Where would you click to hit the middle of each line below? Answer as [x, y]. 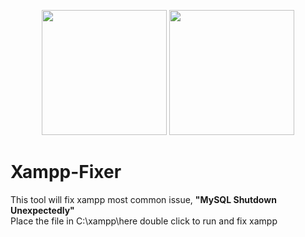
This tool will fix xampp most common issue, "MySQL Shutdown [143, 199]
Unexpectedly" [42, 210]
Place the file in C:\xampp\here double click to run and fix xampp [144, 221]
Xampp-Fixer [66, 172]
